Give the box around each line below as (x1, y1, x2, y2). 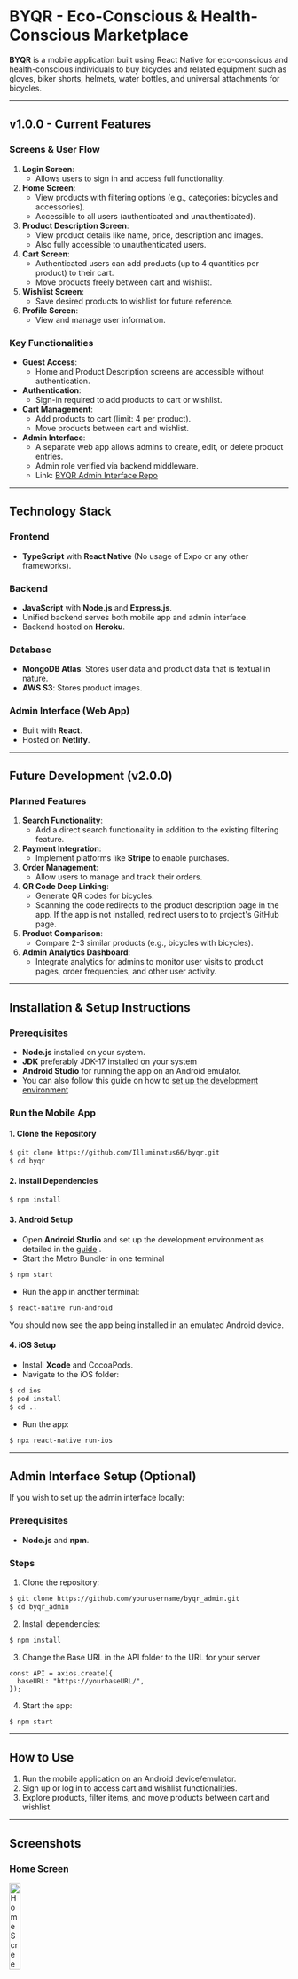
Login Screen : (21, 163, 75, 174)
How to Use (9, 1750, 74, 1765)
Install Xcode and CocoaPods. (21, 1360, 134, 1370)
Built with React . (21, 725, 82, 736)
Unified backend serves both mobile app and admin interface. (21, 611, 248, 622)
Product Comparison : (21, 928, 104, 939)
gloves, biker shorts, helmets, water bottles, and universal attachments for (9, 73, 280, 83)
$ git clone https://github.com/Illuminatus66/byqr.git (9, 1148, 220, 1157)
